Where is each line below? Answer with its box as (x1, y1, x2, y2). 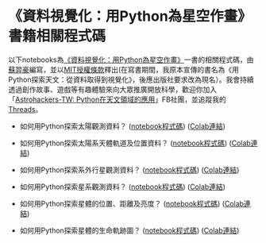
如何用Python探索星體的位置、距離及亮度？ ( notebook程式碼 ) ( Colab (19, 199, 245, 208)
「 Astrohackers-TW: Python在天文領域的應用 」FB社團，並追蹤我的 (8, 94, 226, 104)
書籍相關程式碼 (8, 27, 106, 45)
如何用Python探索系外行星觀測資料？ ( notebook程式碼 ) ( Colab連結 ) (19, 164, 240, 175)
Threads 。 (8, 104, 43, 114)
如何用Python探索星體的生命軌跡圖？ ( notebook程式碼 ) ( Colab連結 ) (19, 226, 240, 235)
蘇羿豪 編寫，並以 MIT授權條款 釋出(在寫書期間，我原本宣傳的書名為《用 (8, 64, 240, 74)
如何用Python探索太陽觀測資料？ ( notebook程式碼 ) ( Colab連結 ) (19, 121, 226, 131)
